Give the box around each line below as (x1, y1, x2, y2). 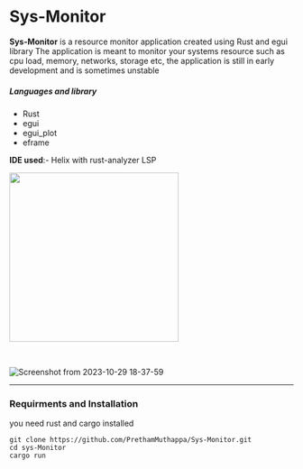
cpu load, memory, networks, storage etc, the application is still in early (9, 55, 275, 66)
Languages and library (9, 86, 97, 97)
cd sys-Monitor (9, 444, 67, 453)
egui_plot (22, 127, 58, 138)
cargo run (9, 451, 47, 461)
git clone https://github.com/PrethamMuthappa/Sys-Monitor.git (9, 436, 252, 445)
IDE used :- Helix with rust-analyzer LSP (9, 154, 157, 165)
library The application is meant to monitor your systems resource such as (9, 45, 286, 56)
